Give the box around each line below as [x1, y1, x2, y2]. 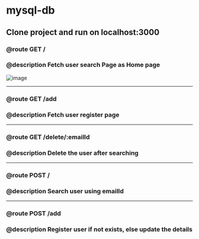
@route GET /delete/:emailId [6, 133, 90, 141]
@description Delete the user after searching [6, 149, 139, 157]
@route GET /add [6, 94, 57, 103]
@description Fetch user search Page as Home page [6, 60, 161, 69]
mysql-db [6, 4, 55, 17]
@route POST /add [6, 209, 61, 218]
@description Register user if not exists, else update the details [6, 225, 192, 234]
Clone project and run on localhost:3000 [6, 27, 160, 37]
